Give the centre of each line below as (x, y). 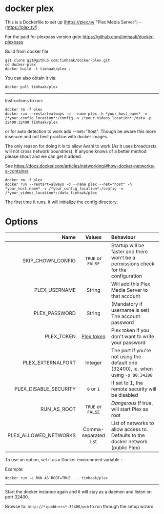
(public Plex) (126, 448)
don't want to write (133, 336)
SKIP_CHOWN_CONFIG (49, 260)
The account (126, 316)
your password (128, 343)
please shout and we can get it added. (43, 156)
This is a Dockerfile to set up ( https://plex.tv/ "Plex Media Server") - (73, 22)
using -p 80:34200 (132, 375)
